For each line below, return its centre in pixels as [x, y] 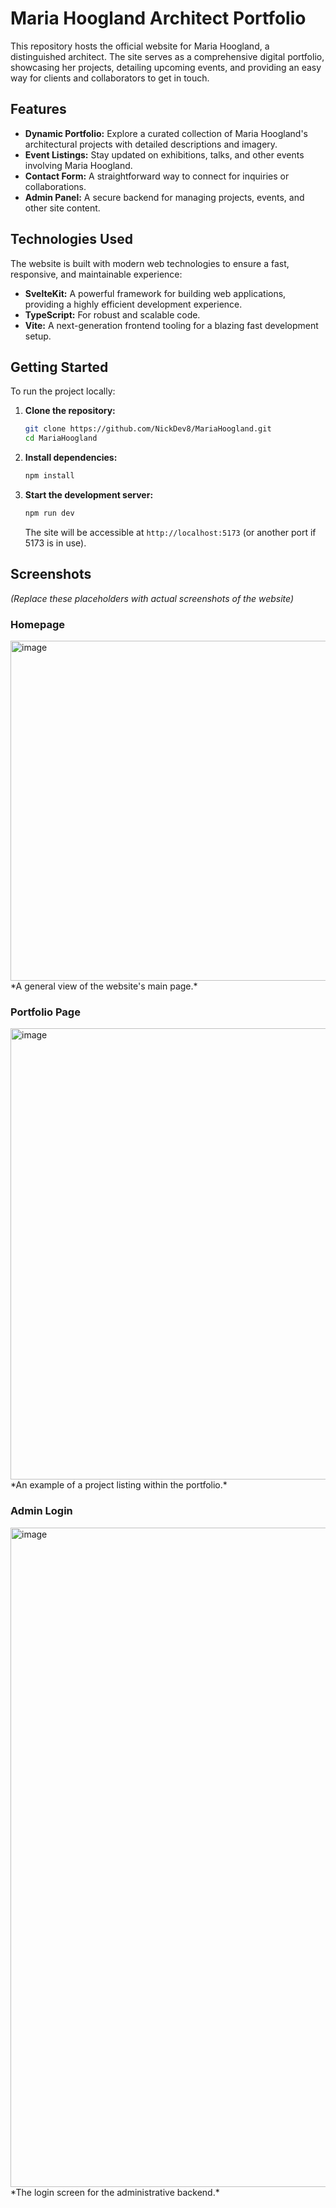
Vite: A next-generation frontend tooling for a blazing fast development [171, 325]
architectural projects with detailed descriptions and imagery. [151, 144]
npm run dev [49, 513]
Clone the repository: [70, 411]
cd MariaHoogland [61, 438]
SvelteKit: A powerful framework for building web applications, [155, 293]
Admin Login [41, 1511]
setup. [38, 336]
